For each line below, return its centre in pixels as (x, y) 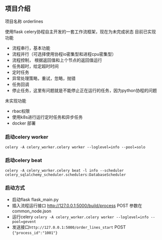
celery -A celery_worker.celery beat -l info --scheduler (64, 171)
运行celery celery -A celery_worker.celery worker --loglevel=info (80, 217)
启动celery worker (27, 137)
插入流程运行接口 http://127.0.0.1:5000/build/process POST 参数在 (77, 206)
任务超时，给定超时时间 (35, 66)
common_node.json (32, 211)
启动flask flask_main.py (35, 199)
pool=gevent (24, 222)
